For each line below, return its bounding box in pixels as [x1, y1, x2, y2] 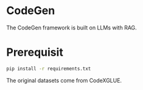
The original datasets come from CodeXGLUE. [6, 77, 122, 84]
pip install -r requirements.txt [6, 66, 91, 72]
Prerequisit [6, 45, 64, 59]
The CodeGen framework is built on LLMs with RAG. [6, 24, 137, 31]
